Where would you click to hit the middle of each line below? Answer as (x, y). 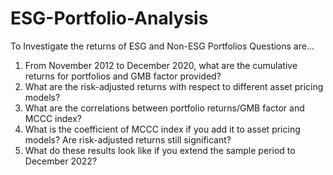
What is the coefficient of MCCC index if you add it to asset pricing (162, 129)
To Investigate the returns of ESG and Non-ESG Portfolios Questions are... (162, 46)
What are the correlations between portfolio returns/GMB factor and (164, 108)
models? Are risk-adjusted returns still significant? (128, 139)
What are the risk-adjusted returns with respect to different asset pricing (174, 86)
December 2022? (61, 161)
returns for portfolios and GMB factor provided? (123, 76)
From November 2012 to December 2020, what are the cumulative (161, 65)
